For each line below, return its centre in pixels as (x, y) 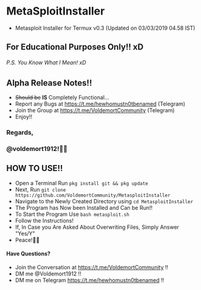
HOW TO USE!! (35, 168)
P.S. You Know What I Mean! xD (46, 62)
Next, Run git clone (40, 189)
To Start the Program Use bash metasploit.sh (72, 214)
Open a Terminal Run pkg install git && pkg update (82, 183)
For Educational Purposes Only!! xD (75, 47)
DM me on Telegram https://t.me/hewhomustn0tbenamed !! (90, 280)
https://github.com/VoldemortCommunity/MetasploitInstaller (93, 195)
